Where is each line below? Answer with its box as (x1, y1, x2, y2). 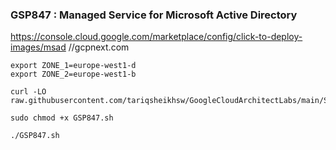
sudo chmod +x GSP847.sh (10, 113, 114, 123)
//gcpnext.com (68, 41, 130, 53)
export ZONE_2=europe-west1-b (10, 69, 137, 80)
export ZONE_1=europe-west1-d (10, 61, 137, 71)
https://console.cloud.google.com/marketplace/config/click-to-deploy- (10, 31, 303, 43)
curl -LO (10, 87, 47, 97)
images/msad (10, 41, 67, 53)
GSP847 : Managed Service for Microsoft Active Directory (10, 8, 298, 22)
